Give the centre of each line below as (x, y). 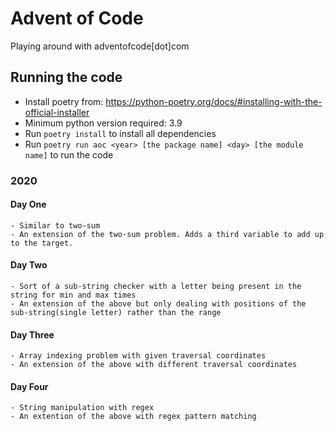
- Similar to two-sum (55, 225)
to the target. (42, 243)
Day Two (29, 265)
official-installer (57, 112)
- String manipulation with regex (82, 408)
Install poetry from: (64, 101)
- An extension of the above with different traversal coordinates (154, 365)
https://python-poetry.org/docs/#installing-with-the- (214, 101)
